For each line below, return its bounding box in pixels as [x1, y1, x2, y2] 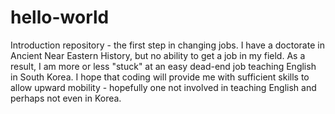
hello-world [10, 6, 110, 29]
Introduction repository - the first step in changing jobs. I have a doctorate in [10, 39, 325, 51]
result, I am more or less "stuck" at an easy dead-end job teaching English [10, 60, 317, 72]
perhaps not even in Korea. [10, 92, 122, 104]
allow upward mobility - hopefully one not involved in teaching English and [10, 81, 317, 93]
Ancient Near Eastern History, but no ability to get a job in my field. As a [10, 49, 306, 61]
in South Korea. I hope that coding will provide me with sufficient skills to [10, 71, 310, 83]
